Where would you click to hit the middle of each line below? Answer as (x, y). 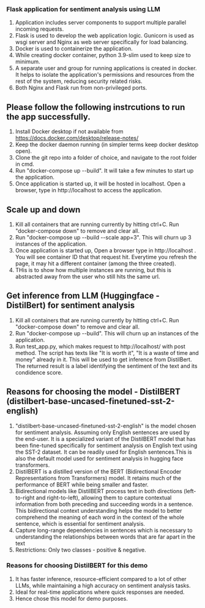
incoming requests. (39, 29)
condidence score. (39, 372)
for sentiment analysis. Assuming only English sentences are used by (102, 432)
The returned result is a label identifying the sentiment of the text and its (106, 366)
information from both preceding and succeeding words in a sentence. (104, 504)
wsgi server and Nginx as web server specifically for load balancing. (102, 42)
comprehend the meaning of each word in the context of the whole (100, 517)
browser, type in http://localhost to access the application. (88, 190)
